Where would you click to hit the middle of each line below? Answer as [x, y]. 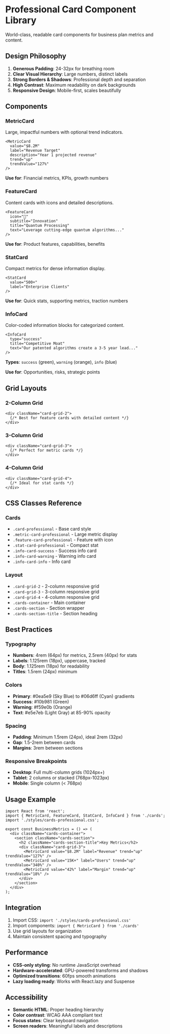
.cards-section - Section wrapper [48, 608]
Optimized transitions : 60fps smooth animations [64, 976]
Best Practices [29, 629]
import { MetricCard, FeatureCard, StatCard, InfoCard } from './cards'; [86, 815]
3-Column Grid [24, 435]
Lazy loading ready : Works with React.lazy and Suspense [74, 981]
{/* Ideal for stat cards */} [42, 483]
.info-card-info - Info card [42, 562]
